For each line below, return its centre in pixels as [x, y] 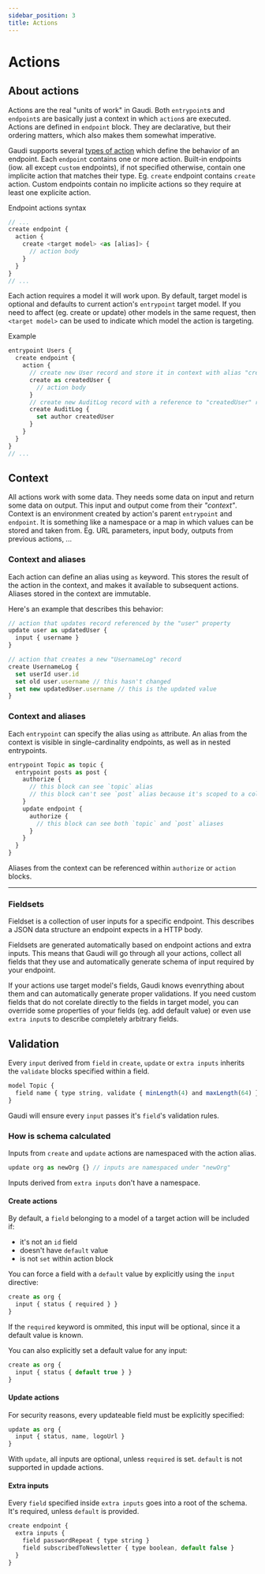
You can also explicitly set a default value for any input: [98, 1350]
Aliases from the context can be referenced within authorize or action [122, 868]
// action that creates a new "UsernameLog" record [95, 660]
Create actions [33, 1201]
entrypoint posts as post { [62, 772]
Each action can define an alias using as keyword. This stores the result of [129, 576]
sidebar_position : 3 [42, 15]
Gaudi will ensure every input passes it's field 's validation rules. [114, 1115]
